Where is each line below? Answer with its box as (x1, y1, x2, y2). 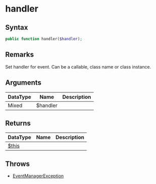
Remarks (5, 50, 34, 59)
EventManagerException (12, 173, 64, 179)
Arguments (5, 79, 42, 87)
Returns (5, 119, 31, 128)
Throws (5, 159, 30, 168)
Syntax (5, 23, 28, 32)
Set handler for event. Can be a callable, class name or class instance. (5, 64, 151, 70)
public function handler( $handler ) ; (5, 36, 82, 41)
